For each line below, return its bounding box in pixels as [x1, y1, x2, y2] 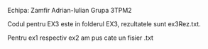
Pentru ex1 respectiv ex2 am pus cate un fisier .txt [7, 33, 154, 42]
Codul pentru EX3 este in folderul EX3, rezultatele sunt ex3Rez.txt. [7, 20, 201, 28]
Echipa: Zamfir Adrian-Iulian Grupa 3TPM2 [7, 6, 133, 14]
